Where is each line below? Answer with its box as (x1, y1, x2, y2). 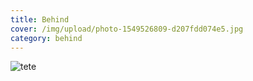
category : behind (10, 33, 83, 43)
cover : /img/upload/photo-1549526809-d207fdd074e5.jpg (10, 24, 244, 34)
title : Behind (10, 14, 70, 25)
